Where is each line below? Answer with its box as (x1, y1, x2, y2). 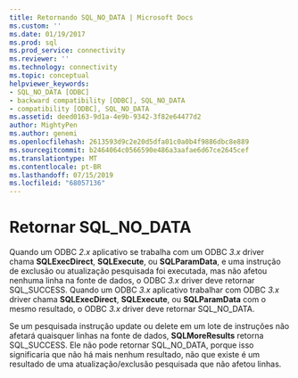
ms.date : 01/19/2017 (9, 29, 87, 38)
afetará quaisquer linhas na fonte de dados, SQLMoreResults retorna (9, 331, 264, 341)
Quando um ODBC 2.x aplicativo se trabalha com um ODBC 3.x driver (9, 247, 265, 258)
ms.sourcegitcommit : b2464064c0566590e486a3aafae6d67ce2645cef (9, 145, 250, 154)
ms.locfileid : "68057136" (9, 179, 105, 188)
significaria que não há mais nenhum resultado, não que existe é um (9, 349, 261, 360)
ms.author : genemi (9, 129, 78, 138)
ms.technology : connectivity (9, 63, 118, 72)
